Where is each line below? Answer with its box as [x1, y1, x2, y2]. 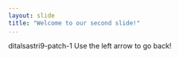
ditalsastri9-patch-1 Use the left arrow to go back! [8, 41, 172, 50]
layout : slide [8, 11, 56, 20]
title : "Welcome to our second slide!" [8, 19, 141, 27]
